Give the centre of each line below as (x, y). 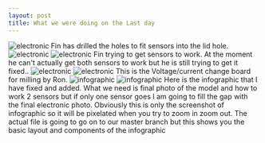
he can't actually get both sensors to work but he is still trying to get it (123, 62)
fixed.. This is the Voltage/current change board (130, 71)
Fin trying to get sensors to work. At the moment (173, 54)
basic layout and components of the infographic (87, 130)
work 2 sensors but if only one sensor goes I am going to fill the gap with (128, 96)
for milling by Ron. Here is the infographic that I (133, 79)
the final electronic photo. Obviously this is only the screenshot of (117, 105)
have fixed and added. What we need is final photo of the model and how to (133, 87)
